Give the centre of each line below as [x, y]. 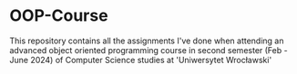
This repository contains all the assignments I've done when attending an [147, 41]
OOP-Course [59, 16]
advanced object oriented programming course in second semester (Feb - [149, 50]
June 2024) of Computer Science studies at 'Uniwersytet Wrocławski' [141, 60]
